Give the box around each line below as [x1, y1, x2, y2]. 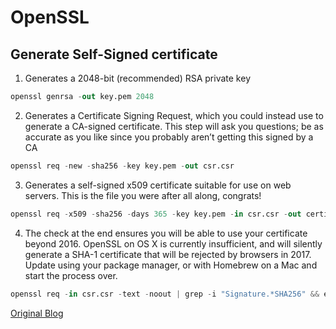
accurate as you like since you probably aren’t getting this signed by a [24, 131, 314, 143]
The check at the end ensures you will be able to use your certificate [24, 227, 308, 239]
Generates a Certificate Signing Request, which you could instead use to [24, 109, 324, 121]
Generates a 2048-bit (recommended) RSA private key [24, 72, 251, 84]
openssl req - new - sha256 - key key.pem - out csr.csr [10, 161, 235, 171]
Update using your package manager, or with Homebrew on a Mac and [24, 259, 318, 271]
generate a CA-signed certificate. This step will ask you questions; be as [24, 120, 324, 132]
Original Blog [10, 307, 64, 319]
